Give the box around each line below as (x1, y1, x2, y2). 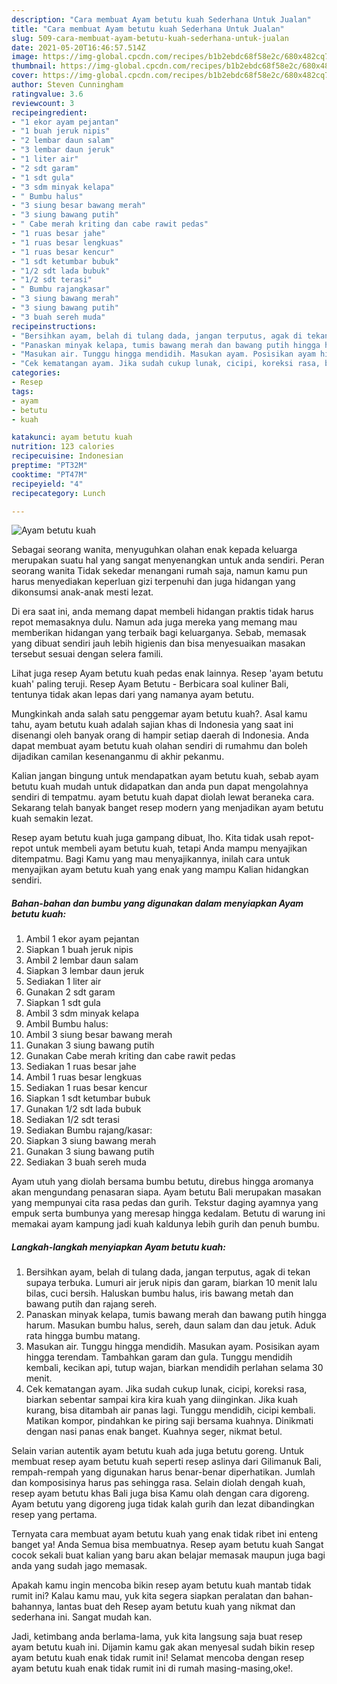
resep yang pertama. (11, 1509, 98, 1521)
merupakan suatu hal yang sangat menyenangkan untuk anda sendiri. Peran (11, 554, 325, 566)
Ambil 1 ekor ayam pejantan (25, 933, 140, 945)
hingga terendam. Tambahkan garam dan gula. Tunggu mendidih (25, 1351, 293, 1363)
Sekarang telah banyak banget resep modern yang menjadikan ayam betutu (11, 802, 324, 814)
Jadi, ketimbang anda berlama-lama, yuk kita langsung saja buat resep (11, 1631, 303, 1643)
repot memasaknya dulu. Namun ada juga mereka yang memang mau (11, 616, 298, 628)
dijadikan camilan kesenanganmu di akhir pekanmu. (11, 751, 225, 763)
